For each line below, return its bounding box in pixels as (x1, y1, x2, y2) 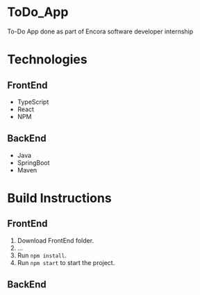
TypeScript (17, 97, 49, 106)
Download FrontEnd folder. (17, 236, 94, 244)
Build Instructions (7, 190, 112, 206)
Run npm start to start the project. (17, 258, 115, 266)
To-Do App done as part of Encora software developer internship (7, 27, 194, 35)
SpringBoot (17, 158, 50, 167)
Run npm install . (17, 251, 67, 260)
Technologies (7, 51, 88, 67)
